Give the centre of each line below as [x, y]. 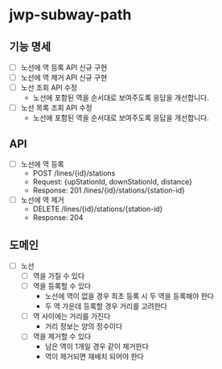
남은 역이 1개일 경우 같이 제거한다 [97, 346]
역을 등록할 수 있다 [62, 286]
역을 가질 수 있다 [59, 276]
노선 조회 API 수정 [49, 88]
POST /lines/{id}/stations [74, 173]
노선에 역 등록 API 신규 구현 [64, 67]
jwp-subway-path [70, 15]
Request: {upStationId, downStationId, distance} [112, 182]
